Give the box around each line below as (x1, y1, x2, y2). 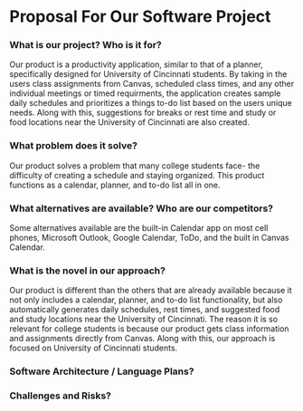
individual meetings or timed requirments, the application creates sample (9, 88, 281, 99)
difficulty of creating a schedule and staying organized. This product (9, 169, 265, 180)
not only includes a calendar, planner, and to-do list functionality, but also (9, 294, 283, 305)
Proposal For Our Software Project (9, 6, 271, 27)
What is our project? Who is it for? (9, 39, 163, 52)
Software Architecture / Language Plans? (9, 365, 194, 378)
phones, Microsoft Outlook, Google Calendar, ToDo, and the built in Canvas (9, 233, 289, 244)
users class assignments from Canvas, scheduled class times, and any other (9, 79, 295, 90)
